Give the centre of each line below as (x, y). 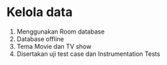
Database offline (40, 38)
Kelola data (40, 12)
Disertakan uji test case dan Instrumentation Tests (88, 54)
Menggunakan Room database (61, 31)
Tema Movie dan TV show (54, 46)
